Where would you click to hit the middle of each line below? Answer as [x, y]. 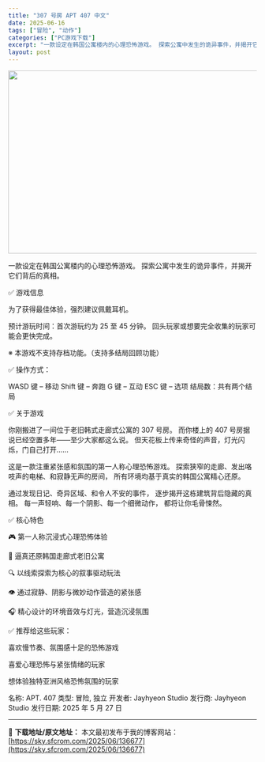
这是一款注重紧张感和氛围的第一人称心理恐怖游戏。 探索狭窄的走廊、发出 [127, 466]
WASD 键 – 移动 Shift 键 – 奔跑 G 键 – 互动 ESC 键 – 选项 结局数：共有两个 [127, 386]
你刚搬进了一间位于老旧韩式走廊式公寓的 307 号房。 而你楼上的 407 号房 [126, 430]
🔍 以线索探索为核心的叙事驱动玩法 [64, 573]
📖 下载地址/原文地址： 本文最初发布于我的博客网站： [93, 732]
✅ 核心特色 [26, 520]
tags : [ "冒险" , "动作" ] [45, 30]
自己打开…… [49, 449]
